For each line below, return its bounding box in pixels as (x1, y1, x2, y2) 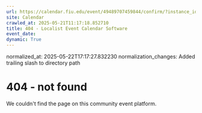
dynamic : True (6, 36, 42, 42)
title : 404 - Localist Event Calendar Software (6, 25, 128, 32)
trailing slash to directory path (6, 59, 81, 66)
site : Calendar (6, 14, 44, 20)
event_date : (6, 31, 36, 37)
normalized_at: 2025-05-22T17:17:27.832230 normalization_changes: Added (6, 53, 195, 60)
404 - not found (6, 80, 87, 94)
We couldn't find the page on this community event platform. (6, 100, 157, 107)
